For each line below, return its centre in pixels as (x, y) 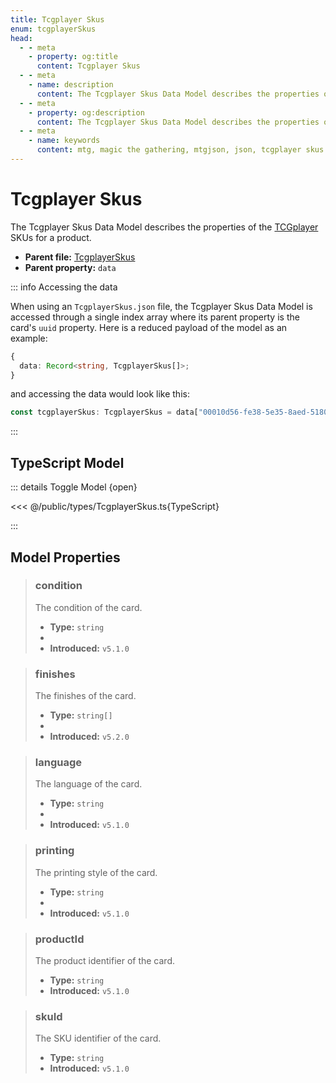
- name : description (71, 85)
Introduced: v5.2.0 (89, 737)
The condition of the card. (88, 607)
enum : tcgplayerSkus (53, 29)
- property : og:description (86, 112)
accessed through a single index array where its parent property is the (155, 317)
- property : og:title (73, 57)
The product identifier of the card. (105, 960)
